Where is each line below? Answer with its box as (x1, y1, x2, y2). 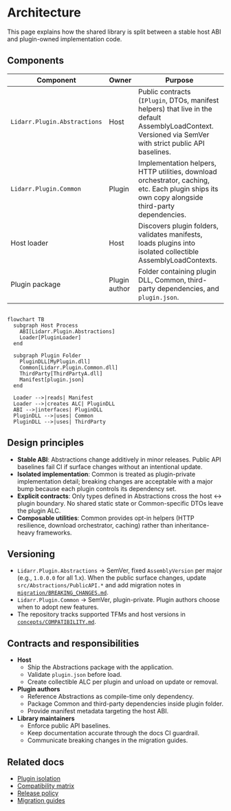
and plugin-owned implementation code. (7, 34, 122, 43)
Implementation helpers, (138, 158, 217, 168)
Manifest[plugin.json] (19, 376, 85, 383)
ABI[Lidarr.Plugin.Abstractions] (19, 328, 115, 335)
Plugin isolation (16, 775, 60, 782)
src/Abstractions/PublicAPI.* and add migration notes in (16, 581, 181, 590)
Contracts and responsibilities (7, 638, 140, 649)
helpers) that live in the (138, 104, 212, 113)
